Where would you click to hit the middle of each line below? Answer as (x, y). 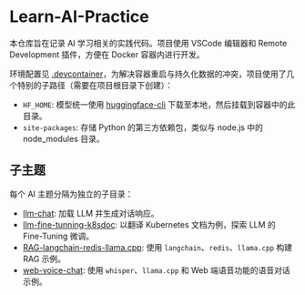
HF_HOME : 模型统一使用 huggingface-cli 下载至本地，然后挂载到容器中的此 (159, 104)
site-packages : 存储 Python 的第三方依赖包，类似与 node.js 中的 (143, 127)
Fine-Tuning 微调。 (58, 236)
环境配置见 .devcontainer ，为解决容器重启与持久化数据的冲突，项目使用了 (148, 74)
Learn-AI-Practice (79, 17)
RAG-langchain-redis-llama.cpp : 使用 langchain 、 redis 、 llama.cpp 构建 (158, 247)
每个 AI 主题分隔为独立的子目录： (71, 194)
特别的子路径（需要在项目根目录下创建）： (95, 85)
